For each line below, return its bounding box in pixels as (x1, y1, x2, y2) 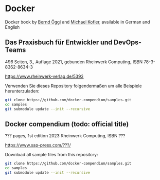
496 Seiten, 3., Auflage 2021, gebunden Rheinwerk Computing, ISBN (5, 59, 143, 65)
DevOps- (113, 38, 142, 47)
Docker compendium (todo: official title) (5, 120, 129, 128)
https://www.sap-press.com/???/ (5, 142, 71, 148)
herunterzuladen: (5, 88, 40, 94)
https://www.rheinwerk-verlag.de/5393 (5, 73, 84, 79)
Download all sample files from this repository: (5, 152, 98, 158)
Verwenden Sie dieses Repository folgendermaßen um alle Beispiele (5, 83, 142, 89)
